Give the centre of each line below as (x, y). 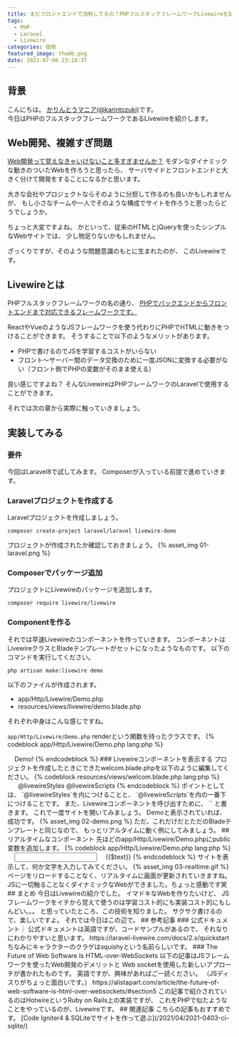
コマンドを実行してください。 (51, 657)
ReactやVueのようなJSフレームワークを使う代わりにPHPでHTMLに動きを (115, 327)
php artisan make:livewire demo (55, 670)
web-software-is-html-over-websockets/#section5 (82, 991)
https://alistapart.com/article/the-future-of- (156, 982)
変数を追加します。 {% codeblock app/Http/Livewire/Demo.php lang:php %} (119, 848)
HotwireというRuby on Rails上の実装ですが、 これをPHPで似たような (127, 1000)
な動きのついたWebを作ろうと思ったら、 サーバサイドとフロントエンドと (115, 170)
